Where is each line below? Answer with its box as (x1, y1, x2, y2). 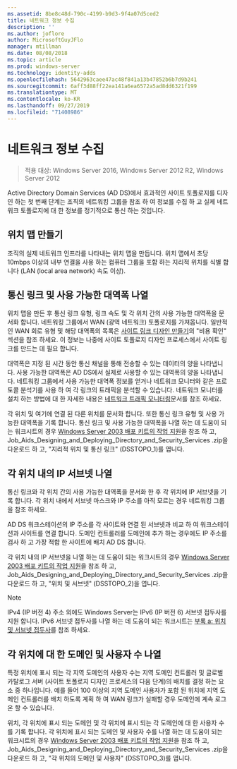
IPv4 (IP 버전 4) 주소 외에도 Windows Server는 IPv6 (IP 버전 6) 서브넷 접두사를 (7, 608, 227, 617)
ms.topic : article (7, 56, 61, 63)
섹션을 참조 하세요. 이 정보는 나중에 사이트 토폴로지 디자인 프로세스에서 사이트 (7, 336, 220, 344)
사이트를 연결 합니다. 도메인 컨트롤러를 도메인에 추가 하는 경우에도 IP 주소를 (20, 529, 227, 538)
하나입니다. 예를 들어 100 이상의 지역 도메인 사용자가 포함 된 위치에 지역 (22, 686, 219, 694)
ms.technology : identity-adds (7, 69, 97, 76)
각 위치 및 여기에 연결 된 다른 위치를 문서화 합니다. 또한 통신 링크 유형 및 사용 (7, 410, 217, 418)
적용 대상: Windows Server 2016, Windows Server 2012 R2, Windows (24, 166, 224, 174)
